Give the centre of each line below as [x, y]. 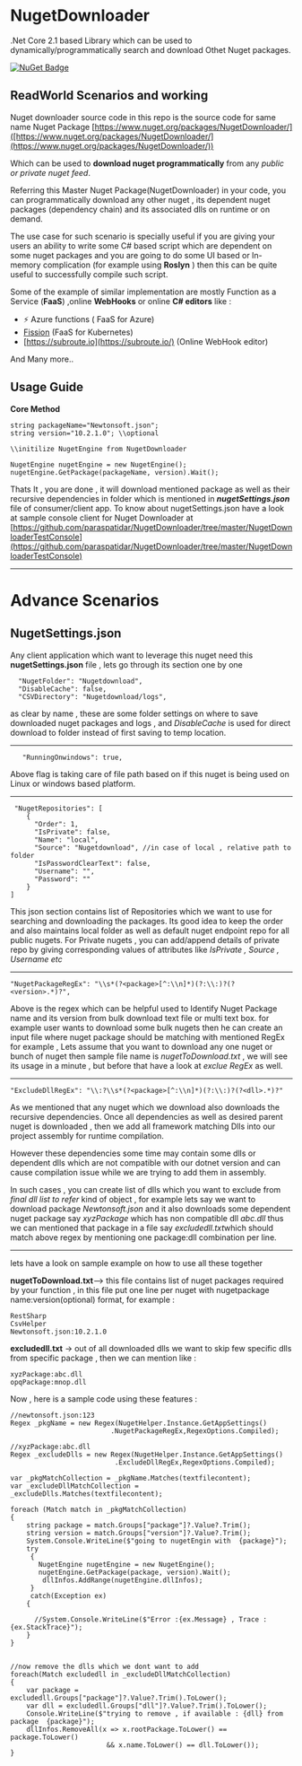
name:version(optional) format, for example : [93, 1299]
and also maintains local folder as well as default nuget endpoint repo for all [150, 931]
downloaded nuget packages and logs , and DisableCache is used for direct [151, 722]
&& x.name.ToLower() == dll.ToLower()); [182, 1745]
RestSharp [29, 1316]
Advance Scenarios [85, 600]
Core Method [35, 408]
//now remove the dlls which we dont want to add [105, 1666]
